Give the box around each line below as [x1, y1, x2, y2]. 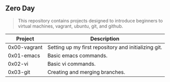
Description [90, 35, 119, 42]
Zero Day [5, 4, 35, 13]
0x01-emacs [8, 52, 40, 59]
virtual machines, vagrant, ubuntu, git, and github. [17, 23, 123, 29]
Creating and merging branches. [47, 68, 125, 75]
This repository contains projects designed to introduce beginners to [17, 17, 163, 23]
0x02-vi [8, 60, 29, 67]
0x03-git [8, 68, 31, 75]
